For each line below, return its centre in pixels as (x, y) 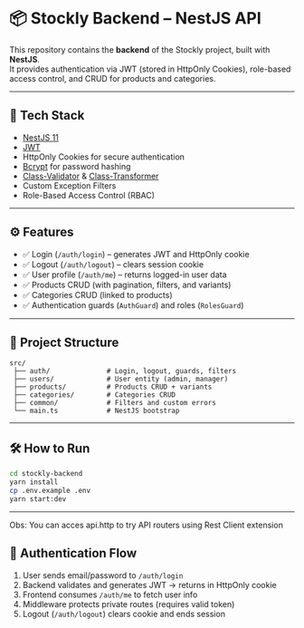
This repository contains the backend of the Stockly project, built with (140, 49)
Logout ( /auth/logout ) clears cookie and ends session (124, 614)
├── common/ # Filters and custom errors (115, 403)
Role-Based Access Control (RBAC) (89, 195)
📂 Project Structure (64, 342)
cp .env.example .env (50, 490)
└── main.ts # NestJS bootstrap (96, 411)
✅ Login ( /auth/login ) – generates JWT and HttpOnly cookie (136, 254)
